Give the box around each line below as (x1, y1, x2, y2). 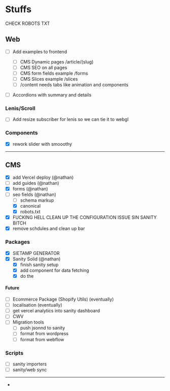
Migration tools (12, 319, 45, 325)
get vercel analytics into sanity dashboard (12, 308, 100, 314)
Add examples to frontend (12, 48, 67, 54)
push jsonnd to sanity (20, 325, 65, 331)
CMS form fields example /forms (20, 70, 89, 76)
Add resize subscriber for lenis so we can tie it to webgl (12, 116, 129, 122)
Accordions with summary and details (12, 92, 92, 98)
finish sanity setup (20, 262, 59, 268)
